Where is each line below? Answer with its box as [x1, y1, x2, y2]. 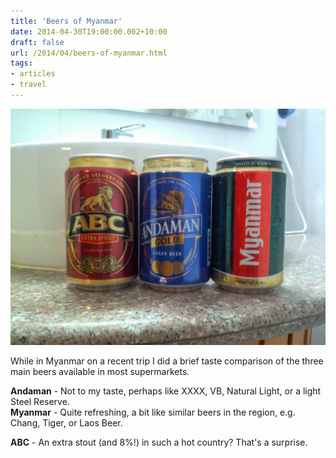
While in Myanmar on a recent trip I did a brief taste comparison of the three [10, 355, 324, 367]
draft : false [10, 37, 65, 47]
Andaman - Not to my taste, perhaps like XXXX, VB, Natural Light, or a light [10, 385, 322, 397]
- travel [10, 80, 47, 90]
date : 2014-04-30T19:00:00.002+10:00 [10, 26, 168, 37]
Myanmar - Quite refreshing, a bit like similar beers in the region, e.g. [10, 406, 296, 418]
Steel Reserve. [10, 395, 70, 407]
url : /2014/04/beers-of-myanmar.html [10, 48, 168, 58]
